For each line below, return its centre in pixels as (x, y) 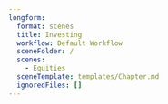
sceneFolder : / (45, 52)
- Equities (45, 69)
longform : (27, 18)
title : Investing (49, 34)
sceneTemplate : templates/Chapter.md (88, 77)
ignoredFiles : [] (49, 85)
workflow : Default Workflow (70, 43)
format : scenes (45, 26)
